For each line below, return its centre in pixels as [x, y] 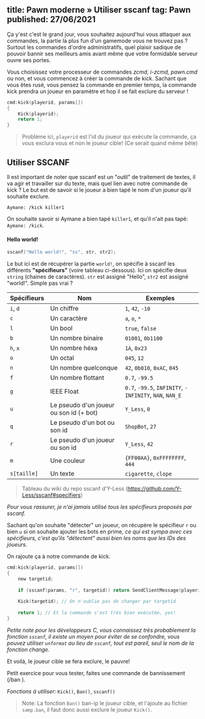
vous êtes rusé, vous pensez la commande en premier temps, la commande [102, 85]
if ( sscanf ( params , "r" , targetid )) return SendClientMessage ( [100, 590]
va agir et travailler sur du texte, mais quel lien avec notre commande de [97, 183]
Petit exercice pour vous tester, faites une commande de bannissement [96, 673]
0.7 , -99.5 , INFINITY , [154, 388]
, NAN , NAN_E [165, 395]
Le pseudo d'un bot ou [82, 423]
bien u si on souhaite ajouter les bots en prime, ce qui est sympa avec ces [99, 531]
